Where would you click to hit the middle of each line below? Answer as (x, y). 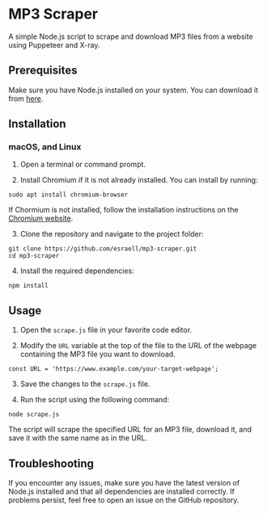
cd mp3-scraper (34, 256)
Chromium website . (41, 218)
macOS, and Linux (45, 147)
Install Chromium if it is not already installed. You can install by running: (139, 180)
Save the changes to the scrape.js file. (85, 384)
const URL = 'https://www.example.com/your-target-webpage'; (114, 369)
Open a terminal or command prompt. (83, 164)
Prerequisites (43, 71)
